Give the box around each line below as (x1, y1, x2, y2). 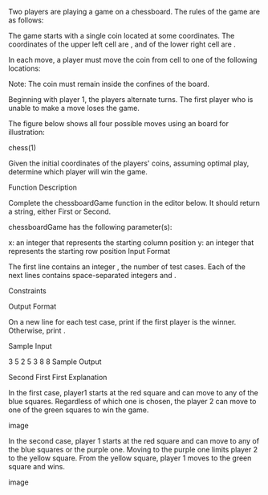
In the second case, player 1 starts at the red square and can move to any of (8, 436, 259, 445)
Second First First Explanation (8, 373, 108, 382)
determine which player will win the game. (8, 167, 148, 176)
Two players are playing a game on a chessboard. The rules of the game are (8, 7, 261, 16)
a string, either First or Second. (8, 207, 112, 216)
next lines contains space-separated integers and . (8, 271, 177, 280)
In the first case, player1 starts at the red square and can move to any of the (8, 388, 258, 397)
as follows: (8, 15, 44, 25)
